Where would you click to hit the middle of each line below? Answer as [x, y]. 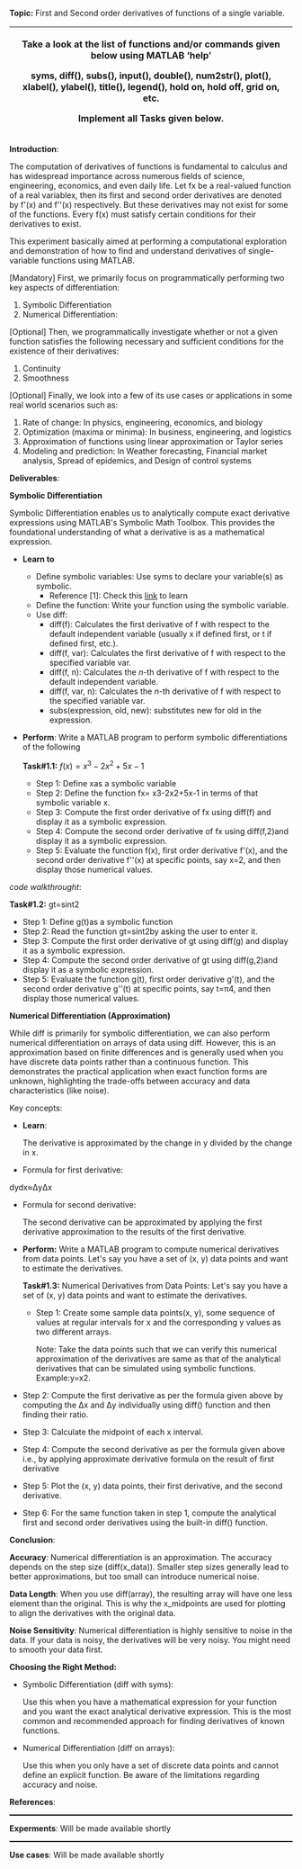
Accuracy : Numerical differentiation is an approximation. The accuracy [141, 1557]
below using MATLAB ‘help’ [151, 55]
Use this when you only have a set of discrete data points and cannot [151, 1765]
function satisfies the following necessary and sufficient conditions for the [147, 341]
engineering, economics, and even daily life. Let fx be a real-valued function [151, 185]
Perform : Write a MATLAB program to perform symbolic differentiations [155, 737]
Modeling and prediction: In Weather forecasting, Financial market [145, 451]
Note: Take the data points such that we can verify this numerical [156, 1349]
